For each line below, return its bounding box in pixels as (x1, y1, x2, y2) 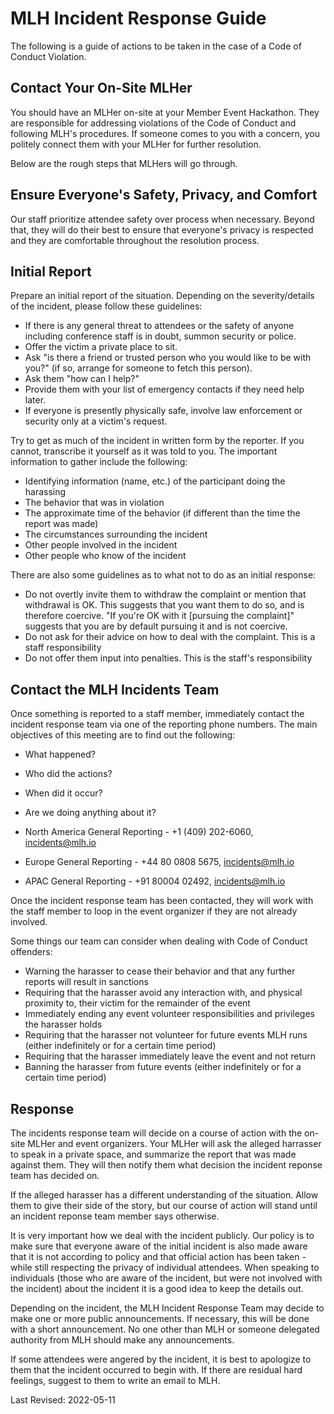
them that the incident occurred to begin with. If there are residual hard (10, 1364, 303, 1376)
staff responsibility (24, 642, 102, 654)
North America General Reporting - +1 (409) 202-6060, (24, 826, 254, 838)
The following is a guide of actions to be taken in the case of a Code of (10, 40, 302, 52)
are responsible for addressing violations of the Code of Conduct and (10, 117, 297, 129)
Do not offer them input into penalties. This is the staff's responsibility (24, 652, 313, 664)
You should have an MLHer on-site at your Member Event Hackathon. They (10, 106, 320, 118)
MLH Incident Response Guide (10, 7, 267, 30)
